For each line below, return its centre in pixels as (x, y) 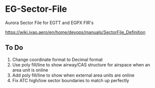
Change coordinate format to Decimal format (57, 59)
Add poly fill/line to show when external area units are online (73, 75)
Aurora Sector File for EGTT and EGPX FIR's (50, 23)
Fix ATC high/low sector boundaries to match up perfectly (71, 80)
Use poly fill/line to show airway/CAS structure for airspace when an (81, 64)
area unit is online (30, 70)
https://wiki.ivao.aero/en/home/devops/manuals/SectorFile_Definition (75, 32)
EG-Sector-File (36, 9)
